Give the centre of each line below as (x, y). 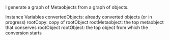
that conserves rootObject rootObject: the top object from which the (77, 27)
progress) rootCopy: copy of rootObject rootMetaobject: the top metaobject (84, 22)
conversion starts (24, 33)
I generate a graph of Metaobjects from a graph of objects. (67, 7)
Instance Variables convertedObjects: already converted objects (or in (79, 17)
